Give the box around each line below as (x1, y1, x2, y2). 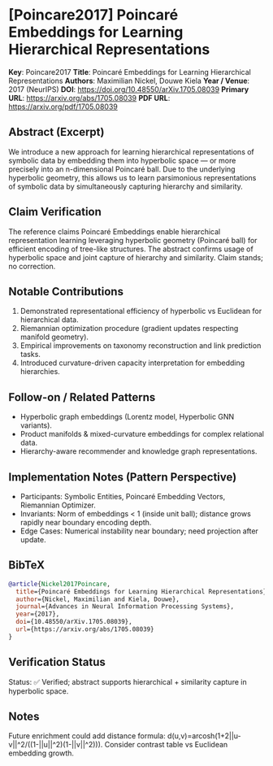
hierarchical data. (19, 315, 79, 324)
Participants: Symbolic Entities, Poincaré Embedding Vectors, (19, 492, 226, 501)
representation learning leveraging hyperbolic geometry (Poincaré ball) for (8, 235, 258, 245)
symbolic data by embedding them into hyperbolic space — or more (8, 155, 236, 165)
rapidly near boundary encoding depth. (19, 518, 152, 527)
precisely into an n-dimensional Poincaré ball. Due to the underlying (8, 164, 236, 174)
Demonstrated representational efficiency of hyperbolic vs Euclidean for (19, 307, 262, 316)
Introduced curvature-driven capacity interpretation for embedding (19, 358, 245, 368)
